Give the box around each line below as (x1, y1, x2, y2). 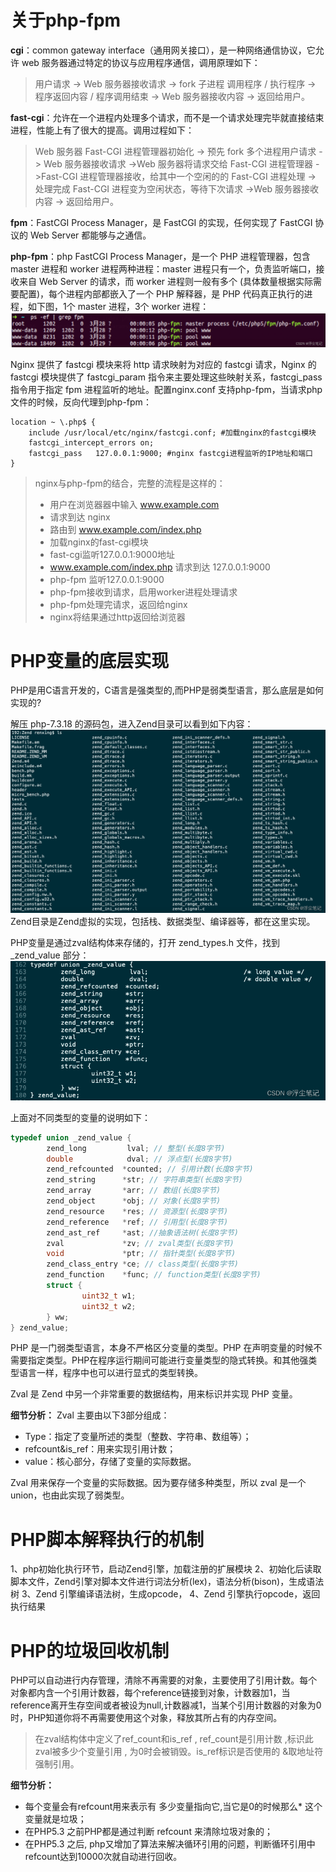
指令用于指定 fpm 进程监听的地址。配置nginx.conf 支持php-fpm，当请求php (10, 383, 323, 395)
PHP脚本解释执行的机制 (10, 1528, 205, 1551)
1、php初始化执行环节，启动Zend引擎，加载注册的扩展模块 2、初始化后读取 (10, 1563, 322, 1575)
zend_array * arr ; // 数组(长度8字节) (46, 1186, 222, 1196)
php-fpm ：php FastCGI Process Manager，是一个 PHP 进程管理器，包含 (10, 250, 311, 262)
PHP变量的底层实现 (10, 649, 170, 672)
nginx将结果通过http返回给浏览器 (49, 611, 186, 623)
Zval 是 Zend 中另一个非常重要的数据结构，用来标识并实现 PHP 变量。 (10, 1388, 298, 1400)
